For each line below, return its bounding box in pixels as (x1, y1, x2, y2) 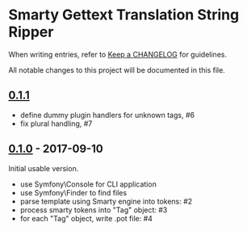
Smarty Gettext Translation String (8, 6, 240, 24)
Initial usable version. (8, 163, 79, 173)
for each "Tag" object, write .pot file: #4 (19, 213, 153, 223)
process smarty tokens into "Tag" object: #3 (19, 204, 168, 215)
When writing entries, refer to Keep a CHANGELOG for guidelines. (8, 49, 228, 59)
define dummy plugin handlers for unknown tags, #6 (19, 110, 195, 120)
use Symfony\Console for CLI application (19, 179, 157, 189)
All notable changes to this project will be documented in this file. (8, 65, 226, 74)
